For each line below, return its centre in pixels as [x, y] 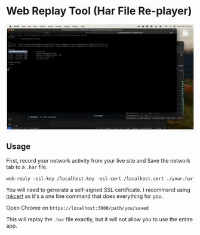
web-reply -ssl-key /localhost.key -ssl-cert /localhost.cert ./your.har [100, 179]
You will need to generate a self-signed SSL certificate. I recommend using [98, 190]
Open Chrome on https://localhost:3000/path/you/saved [78, 208]
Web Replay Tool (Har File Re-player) [99, 11]
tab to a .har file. [27, 167]
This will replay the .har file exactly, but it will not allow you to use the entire [99, 219]
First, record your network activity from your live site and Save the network [99, 161]
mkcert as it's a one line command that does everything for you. [85, 196]
